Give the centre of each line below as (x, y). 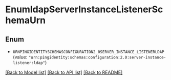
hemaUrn (26, 20)
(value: (20, 57)
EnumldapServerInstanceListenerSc (84, 9)
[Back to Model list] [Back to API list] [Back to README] (64, 72)
